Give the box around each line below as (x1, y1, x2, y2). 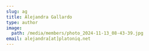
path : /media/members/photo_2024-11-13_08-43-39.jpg (11, 30, 144, 36)
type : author (6, 19, 38, 25)
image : (6, 25, 22, 31)
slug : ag (6, 8, 28, 15)
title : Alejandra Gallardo (6, 14, 72, 20)
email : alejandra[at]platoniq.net (6, 36, 91, 42)
